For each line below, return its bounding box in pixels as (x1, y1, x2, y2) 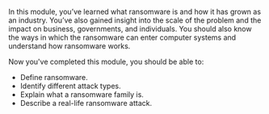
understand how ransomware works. (8, 41, 131, 51)
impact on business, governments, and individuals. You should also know (8, 24, 252, 33)
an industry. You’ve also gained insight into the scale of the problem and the (8, 15, 262, 25)
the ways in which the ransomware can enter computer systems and (8, 32, 237, 42)
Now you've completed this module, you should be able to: (8, 57, 204, 66)
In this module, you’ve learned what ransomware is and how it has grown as (8, 7, 261, 16)
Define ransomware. (19, 73, 89, 82)
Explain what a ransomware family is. (19, 90, 144, 99)
